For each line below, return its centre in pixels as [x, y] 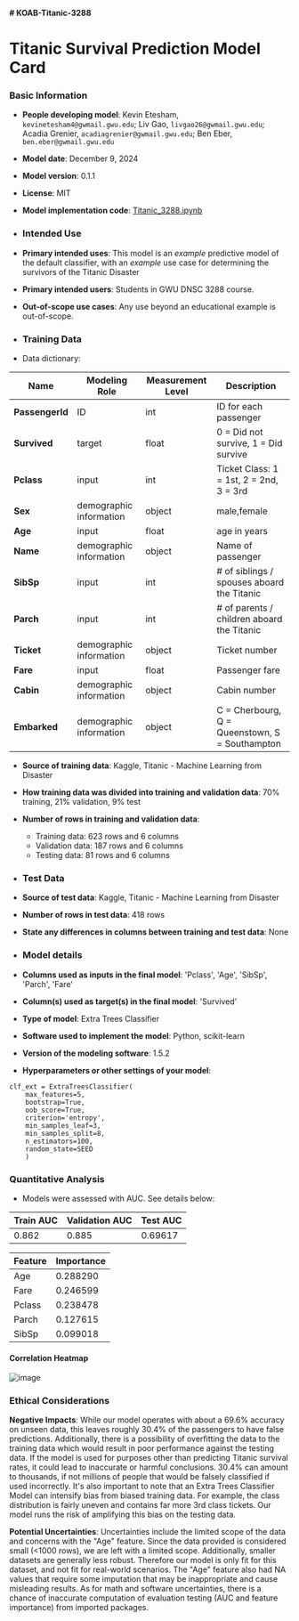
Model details [52, 955]
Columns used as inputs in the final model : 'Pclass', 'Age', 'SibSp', [145, 975]
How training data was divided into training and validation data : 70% [151, 792]
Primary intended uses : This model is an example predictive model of [150, 253]
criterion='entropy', [65, 1118]
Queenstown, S [248, 733]
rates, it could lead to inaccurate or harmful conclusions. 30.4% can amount [149, 1467]
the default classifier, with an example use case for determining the [145, 263]
